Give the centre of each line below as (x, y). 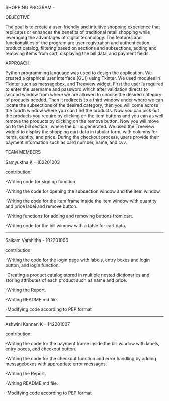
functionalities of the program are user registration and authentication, (78, 43)
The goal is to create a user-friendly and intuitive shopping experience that (83, 27)
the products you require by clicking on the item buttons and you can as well (84, 116)
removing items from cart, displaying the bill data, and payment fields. (77, 53)
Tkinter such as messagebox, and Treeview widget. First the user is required (84, 84)
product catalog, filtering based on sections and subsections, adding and (81, 48)
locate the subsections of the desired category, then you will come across (82, 105)
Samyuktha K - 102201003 (33, 162)
